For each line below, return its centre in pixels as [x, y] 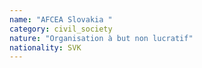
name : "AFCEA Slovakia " [61, 19]
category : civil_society [61, 29]
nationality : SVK [45, 47]
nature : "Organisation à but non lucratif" [101, 38]
